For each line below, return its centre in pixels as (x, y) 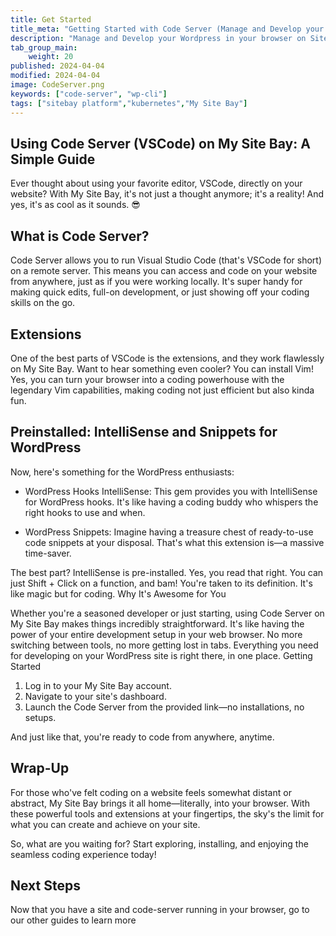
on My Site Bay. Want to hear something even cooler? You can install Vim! (162, 368)
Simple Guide (53, 159)
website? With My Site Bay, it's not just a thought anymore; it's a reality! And (167, 194)
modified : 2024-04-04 (55, 76)
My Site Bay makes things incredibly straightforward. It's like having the (157, 623)
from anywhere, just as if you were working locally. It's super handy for (156, 282)
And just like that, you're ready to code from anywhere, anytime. (142, 737)
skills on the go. (43, 303)
